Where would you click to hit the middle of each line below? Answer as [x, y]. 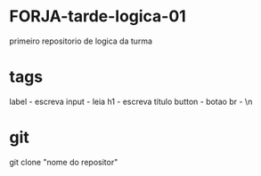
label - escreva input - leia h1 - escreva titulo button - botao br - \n [131, 101]
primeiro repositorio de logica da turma [81, 41]
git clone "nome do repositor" [64, 162]
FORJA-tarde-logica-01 [98, 16]
